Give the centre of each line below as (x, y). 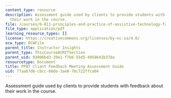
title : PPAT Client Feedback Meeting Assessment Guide (65, 67)
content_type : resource (31, 10)
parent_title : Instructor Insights (43, 48)
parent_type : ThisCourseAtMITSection (45, 52)
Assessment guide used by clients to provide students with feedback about (84, 86)
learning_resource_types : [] (36, 34)
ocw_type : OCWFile (25, 43)
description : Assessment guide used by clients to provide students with (85, 15)
